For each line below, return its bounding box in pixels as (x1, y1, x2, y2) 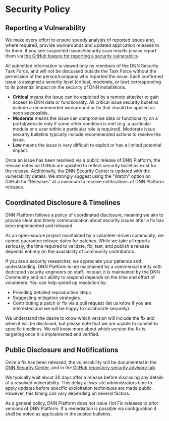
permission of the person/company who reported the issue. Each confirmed (5, 74, 163, 79)
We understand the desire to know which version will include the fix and (5, 315, 155, 321)
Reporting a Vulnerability (5, 24, 86, 32)
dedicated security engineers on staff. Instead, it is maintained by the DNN (5, 268, 160, 275)
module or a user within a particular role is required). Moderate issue (12, 126, 155, 132)
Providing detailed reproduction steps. (12, 289, 92, 295)
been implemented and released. (5, 223, 74, 229)
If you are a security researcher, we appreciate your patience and (5, 258, 141, 264)
